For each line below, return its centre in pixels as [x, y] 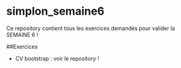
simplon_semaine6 [56, 11]
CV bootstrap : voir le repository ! [57, 58]
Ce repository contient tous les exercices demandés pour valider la [91, 28]
